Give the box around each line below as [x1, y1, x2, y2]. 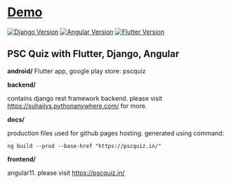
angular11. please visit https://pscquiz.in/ [7, 168, 125, 177]
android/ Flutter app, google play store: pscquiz [7, 66, 146, 75]
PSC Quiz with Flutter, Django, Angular [7, 48, 180, 60]
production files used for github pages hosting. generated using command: [7, 128, 225, 137]
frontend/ [7, 154, 37, 163]
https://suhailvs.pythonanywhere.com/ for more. [7, 102, 147, 110]
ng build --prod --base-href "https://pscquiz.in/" [7, 142, 161, 149]
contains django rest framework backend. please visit [7, 94, 163, 102]
